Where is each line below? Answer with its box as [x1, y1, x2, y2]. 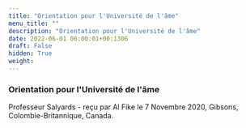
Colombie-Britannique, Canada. [8, 111, 114, 121]
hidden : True [8, 49, 53, 58]
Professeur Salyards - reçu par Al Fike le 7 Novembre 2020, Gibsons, [8, 102, 239, 112]
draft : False [8, 42, 53, 50]
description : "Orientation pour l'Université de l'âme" [8, 27, 201, 35]
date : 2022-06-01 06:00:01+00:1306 [8, 34, 129, 43]
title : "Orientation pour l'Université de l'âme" [8, 11, 180, 20]
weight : [8, 58, 35, 66]
